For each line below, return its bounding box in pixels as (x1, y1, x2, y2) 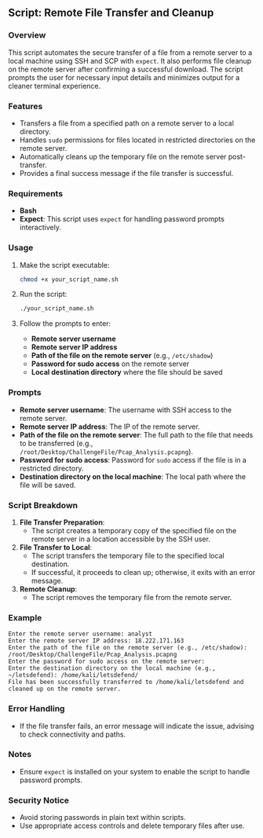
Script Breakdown (8, 500, 79, 510)
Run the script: (19, 290, 68, 299)
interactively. (19, 223, 61, 232)
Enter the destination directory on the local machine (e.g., (8, 664, 216, 672)
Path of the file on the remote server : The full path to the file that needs (19, 430, 254, 439)
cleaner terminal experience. (8, 81, 101, 90)
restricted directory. (19, 463, 84, 473)
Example (8, 612, 42, 623)
